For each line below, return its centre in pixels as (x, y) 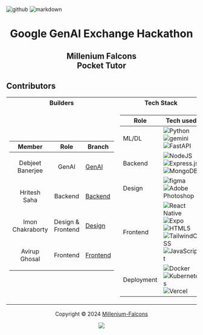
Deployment (140, 280)
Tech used (181, 121)
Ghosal (30, 259)
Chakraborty (30, 230)
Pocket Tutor (101, 66)
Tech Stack (161, 103)
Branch (98, 147)
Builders (62, 103)
